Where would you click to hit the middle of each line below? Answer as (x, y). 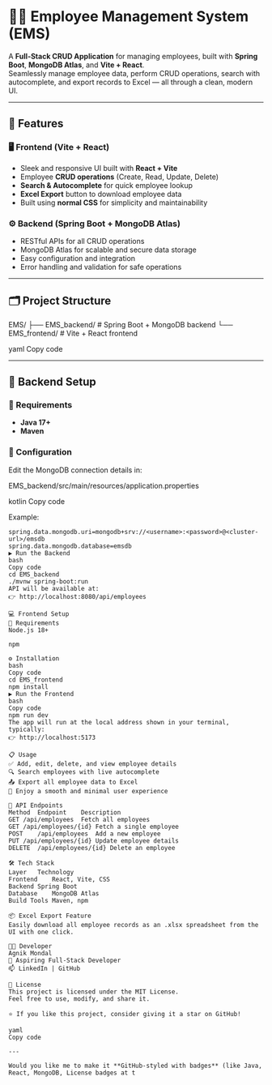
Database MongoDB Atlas (54, 893)
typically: (27, 729)
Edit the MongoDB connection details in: (76, 470)
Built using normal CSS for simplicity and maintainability (114, 203)
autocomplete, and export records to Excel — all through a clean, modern (131, 82)
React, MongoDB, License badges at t (72, 1073)
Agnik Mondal (30, 953)
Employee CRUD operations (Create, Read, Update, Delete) (119, 177)
